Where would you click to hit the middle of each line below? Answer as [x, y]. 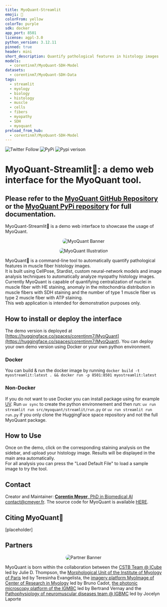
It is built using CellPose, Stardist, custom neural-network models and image [83, 271]
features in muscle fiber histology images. [48, 266]
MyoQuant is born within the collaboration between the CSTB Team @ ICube [83, 567]
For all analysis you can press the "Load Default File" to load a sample [77, 464]
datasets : [15, 70]
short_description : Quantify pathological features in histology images [82, 56]
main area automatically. [30, 458]
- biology [20, 93]
